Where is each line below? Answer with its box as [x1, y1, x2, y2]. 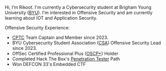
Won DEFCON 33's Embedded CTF [12, 61, 86, 67]
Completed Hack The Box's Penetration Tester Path [12, 56, 120, 62]
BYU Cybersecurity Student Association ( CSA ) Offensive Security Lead [12, 40, 161, 46]
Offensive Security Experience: [5, 25, 70, 31]
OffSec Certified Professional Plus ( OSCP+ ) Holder [12, 50, 119, 56]
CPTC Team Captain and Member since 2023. [12, 35, 109, 40]
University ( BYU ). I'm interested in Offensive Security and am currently [5, 10, 153, 16]
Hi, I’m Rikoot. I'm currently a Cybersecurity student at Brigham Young [5, 5, 152, 10]
